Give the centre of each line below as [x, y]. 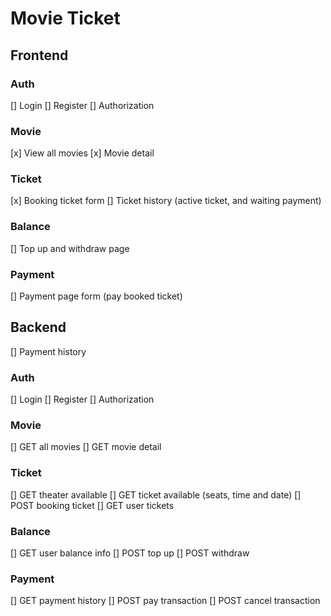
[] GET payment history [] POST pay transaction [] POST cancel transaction [165, 601]
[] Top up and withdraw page [70, 248]
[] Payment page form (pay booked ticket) [96, 296]
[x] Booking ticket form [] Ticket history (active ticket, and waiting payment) [166, 201]
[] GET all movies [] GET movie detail [86, 447]
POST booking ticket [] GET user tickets [92, 505]
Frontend [39, 55]
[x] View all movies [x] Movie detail [82, 153]
